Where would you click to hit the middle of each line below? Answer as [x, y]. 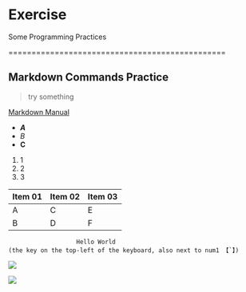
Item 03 [103, 196]
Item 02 [65, 196]
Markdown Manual [39, 112]
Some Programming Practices [58, 37]
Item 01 [27, 196]
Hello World [96, 242]
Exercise [38, 15]
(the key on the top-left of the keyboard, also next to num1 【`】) [124, 250]
